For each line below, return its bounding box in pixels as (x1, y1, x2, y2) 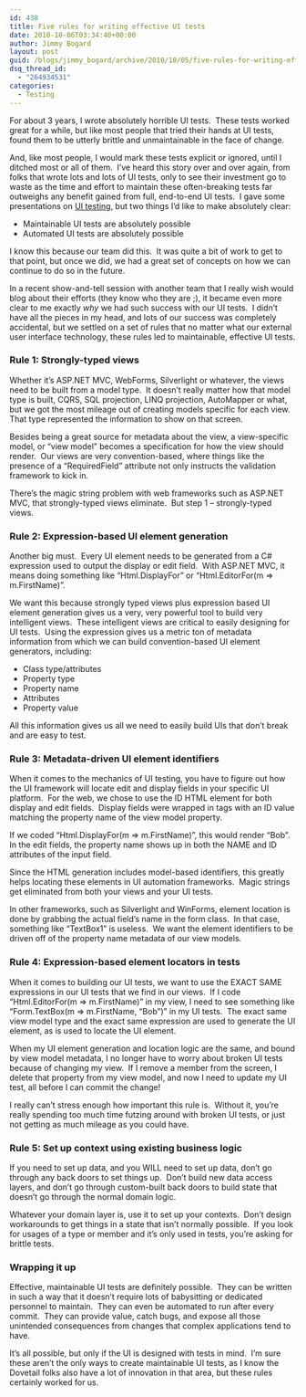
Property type (22, 673, 76, 685)
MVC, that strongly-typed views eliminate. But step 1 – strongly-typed (9, 497, 272, 508)
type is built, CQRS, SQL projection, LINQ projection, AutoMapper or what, (9, 394, 288, 404)
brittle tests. (9, 1238, 55, 1249)
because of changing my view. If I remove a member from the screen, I (9, 1062, 278, 1073)
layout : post (9, 47, 59, 57)
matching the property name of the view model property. (9, 812, 223, 823)
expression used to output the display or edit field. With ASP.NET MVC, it (9, 561, 285, 572)
